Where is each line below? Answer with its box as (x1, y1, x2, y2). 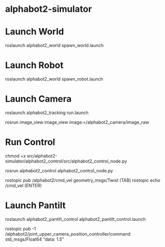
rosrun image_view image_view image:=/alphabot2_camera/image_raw (5, 120, 150, 125)
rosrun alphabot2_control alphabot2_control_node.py (5, 167, 113, 173)
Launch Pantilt (5, 200, 66, 211)
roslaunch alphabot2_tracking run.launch (5, 110, 89, 116)
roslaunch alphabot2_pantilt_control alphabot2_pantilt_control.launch (5, 216, 146, 222)
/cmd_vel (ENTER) (5, 182, 42, 188)
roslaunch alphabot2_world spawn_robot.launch (5, 76, 103, 82)
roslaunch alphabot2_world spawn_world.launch (5, 42, 104, 48)
